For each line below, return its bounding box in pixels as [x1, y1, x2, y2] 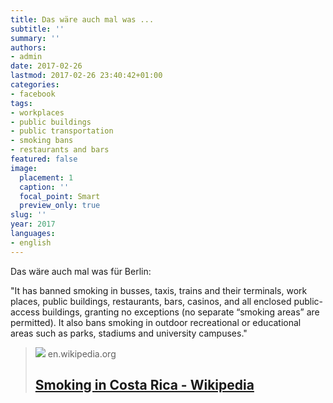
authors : [10, 42, 47, 53]
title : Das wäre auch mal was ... [10, 14, 155, 25]
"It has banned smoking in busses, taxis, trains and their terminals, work [10, 284, 308, 296]
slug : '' [10, 210, 47, 220]
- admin [10, 52, 43, 62]
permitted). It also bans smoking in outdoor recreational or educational [10, 316, 302, 328]
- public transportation [10, 126, 114, 136]
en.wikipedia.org [47, 347, 117, 360]
